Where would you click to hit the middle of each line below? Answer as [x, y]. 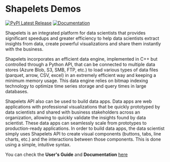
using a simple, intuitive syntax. [38, 144]
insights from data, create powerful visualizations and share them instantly [83, 43]
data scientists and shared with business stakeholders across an [73, 112]
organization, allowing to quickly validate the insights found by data [76, 117]
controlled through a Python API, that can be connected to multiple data [80, 64]
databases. [17, 91]
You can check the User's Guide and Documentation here [66, 154]
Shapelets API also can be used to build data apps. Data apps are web [79, 101]
